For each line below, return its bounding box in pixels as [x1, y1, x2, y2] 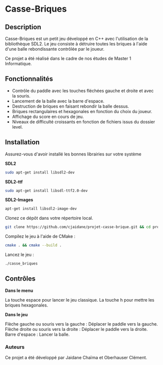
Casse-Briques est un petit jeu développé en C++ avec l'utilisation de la [5, 36, 148, 41]
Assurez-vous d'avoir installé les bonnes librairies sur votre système [5, 151, 142, 157]
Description [5, 23, 41, 31]
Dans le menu [5, 288, 33, 293]
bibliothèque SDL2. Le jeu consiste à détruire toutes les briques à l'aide [5, 41, 147, 47]
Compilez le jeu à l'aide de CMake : [5, 233, 76, 239]
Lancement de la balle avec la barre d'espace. [12, 98, 105, 104]
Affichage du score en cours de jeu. [12, 114, 84, 119]
